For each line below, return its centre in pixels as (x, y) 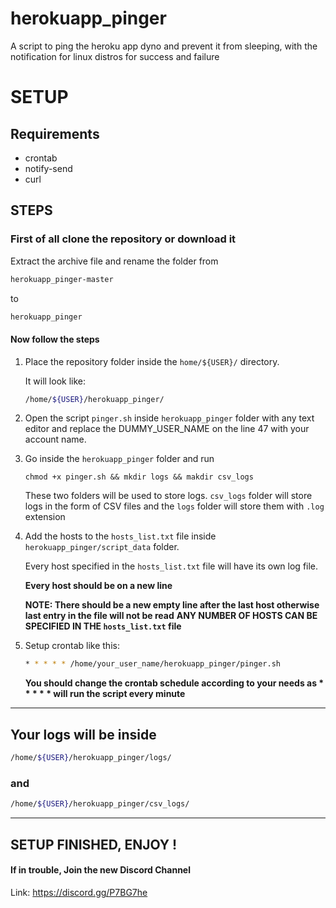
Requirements (55, 133)
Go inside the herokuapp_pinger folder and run (119, 459)
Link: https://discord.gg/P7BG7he (79, 892)
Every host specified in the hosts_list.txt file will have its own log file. (171, 566)
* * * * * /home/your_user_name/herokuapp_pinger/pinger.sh (152, 664)
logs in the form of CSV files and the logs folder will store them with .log (174, 506)
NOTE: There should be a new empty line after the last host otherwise (172, 605)
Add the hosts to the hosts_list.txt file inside (120, 536)
